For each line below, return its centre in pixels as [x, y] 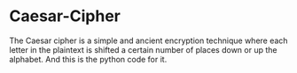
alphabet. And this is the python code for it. [88, 59]
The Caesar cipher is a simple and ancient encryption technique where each [148, 40]
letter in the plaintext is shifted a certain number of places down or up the [143, 49]
